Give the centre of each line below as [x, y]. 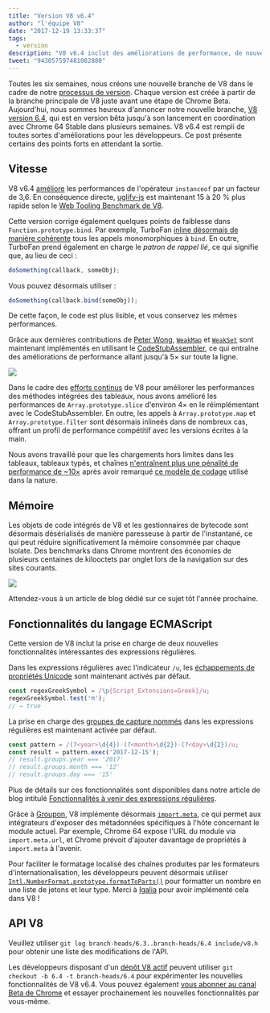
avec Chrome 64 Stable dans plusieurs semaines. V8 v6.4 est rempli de [127, 127]
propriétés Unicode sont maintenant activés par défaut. [100, 676]
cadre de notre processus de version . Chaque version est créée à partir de [132, 92]
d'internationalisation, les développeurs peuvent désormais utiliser [119, 873]
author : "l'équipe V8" [46, 23]
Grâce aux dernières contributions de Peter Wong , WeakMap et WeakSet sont [131, 340]
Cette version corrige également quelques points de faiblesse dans [119, 221]
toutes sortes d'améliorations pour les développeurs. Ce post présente [125, 135]
